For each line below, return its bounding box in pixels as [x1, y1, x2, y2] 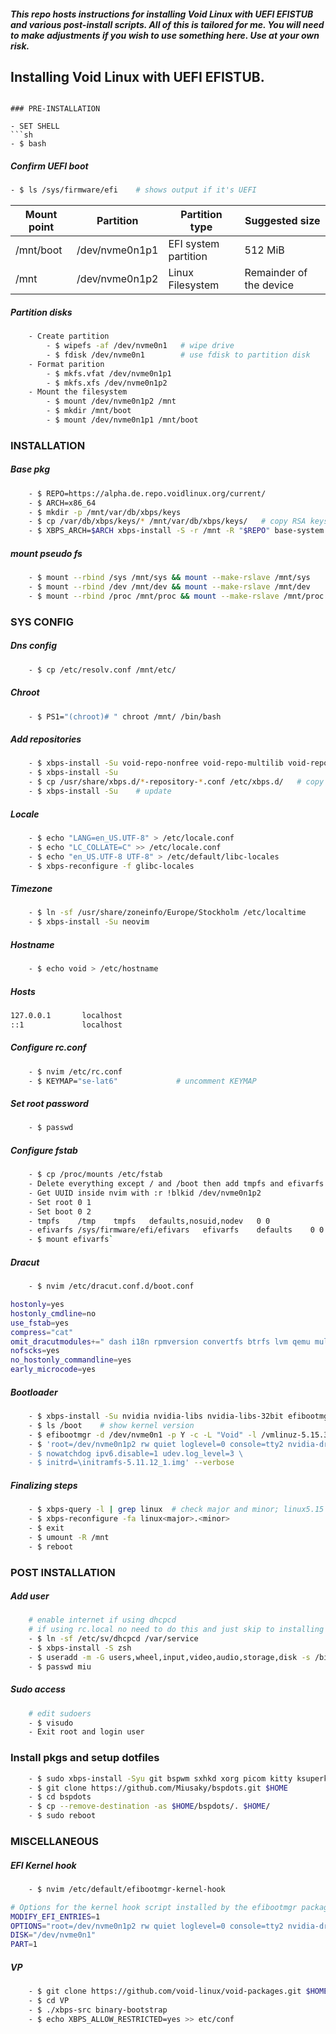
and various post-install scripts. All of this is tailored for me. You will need [10, 18, 325, 30]
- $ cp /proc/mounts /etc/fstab [28, 1170, 163, 1180]
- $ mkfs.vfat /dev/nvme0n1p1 [46, 368, 172, 379]
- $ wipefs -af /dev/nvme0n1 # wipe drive [46, 341, 235, 351]
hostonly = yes [10, 1300, 65, 1310]
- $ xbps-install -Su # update [28, 786, 172, 797]
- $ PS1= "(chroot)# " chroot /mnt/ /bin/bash [28, 711, 222, 722]
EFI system [168, 237, 220, 251]
